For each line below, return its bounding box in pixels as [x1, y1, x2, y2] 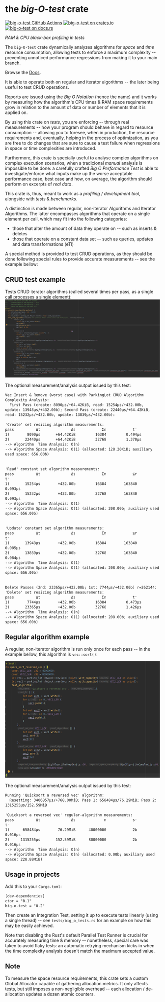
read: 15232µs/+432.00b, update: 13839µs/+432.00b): [5, 412, 115, 417]
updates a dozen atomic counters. [26, 991, 95, 997]
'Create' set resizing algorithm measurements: [5, 422, 105, 427]
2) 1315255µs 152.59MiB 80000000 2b [5, 837, 137, 842]
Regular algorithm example [5, 633, 90, 641]
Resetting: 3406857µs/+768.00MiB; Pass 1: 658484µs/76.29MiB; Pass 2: [9, 798, 157, 803]
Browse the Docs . [5, 69, 41, 75]
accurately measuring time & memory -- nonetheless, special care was [5, 937, 149, 943]
